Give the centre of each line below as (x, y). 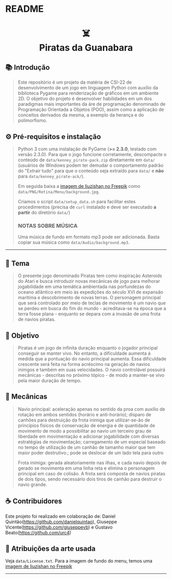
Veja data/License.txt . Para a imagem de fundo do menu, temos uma (79, 561)
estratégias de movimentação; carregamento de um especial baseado (92, 441)
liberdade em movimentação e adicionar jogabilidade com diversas (89, 436)
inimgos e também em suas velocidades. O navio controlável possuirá (91, 370)
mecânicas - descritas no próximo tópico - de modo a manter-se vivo (91, 375)
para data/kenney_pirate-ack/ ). (51, 176)
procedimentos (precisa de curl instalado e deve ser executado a (87, 207)
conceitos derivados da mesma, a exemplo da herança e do (81, 115)
